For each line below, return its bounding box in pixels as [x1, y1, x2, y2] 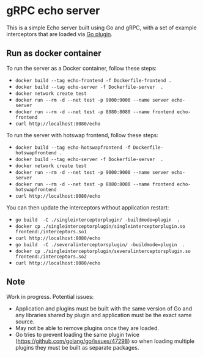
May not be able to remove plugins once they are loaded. [15, 324, 159, 331]
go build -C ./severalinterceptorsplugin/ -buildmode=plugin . [15, 241, 185, 248]
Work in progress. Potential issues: [6, 293, 94, 300]
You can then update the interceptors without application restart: [6, 203, 169, 211]
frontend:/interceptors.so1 [15, 228, 87, 235]
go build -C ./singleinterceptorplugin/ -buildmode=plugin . [15, 217, 180, 223]
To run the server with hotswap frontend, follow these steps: [6, 131, 159, 138]
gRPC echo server [6, 4, 100, 18]
